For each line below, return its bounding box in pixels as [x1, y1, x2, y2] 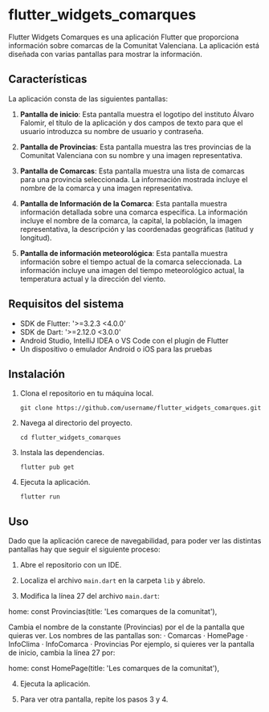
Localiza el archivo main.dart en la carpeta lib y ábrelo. [19, 576, 206, 585]
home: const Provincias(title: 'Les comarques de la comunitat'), [8, 607, 218, 616]
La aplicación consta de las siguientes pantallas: [8, 94, 169, 104]
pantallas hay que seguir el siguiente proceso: [8, 544, 161, 555]
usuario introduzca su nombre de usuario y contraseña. [19, 126, 204, 136]
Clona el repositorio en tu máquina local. [19, 389, 154, 398]
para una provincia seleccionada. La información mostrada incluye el [19, 174, 248, 184]
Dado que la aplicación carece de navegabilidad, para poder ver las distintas [8, 536, 262, 546]
